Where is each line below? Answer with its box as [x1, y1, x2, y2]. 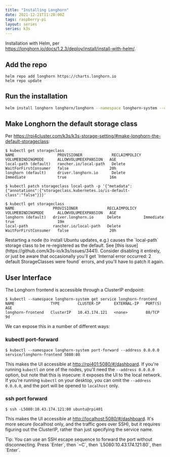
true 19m [5, 219, 65, 224]
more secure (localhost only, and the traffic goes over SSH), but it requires [5, 421, 160, 427]
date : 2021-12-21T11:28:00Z [5, 12, 65, 17]
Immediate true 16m [5, 175, 116, 180]
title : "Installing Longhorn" [5, 7, 69, 13]
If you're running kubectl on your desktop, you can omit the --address [5, 377, 151, 383]
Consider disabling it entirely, [100, 248, 161, 254]
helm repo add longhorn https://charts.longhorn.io [5, 74, 116, 79]
